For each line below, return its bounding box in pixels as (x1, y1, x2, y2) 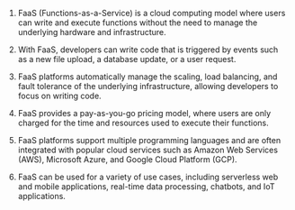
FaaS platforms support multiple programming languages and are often (17, 135, 282, 145)
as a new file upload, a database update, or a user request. (17, 54, 237, 64)
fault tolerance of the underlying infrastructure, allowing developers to (17, 81, 279, 91)
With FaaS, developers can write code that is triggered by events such (17, 44, 279, 55)
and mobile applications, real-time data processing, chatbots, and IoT (17, 181, 275, 192)
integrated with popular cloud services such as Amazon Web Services (17, 144, 279, 155)
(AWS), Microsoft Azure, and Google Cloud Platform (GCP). (17, 154, 237, 165)
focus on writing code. (17, 90, 102, 101)
